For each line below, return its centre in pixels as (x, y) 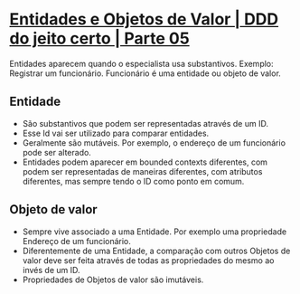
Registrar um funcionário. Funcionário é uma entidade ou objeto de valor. (145, 73)
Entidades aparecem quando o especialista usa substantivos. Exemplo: (141, 63)
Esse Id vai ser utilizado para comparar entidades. (116, 133)
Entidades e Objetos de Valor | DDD (144, 19)
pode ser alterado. (57, 152)
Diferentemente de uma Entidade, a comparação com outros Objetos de (156, 251)
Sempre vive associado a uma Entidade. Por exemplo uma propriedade (155, 232)
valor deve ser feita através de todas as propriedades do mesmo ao (148, 260)
